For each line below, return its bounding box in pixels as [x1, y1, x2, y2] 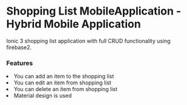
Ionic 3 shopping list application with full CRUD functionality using [6, 37, 171, 44]
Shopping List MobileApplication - [6, 4, 182, 18]
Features [6, 59, 33, 67]
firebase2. [6, 44, 32, 51]
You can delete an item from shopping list [14, 86, 118, 93]
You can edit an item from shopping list [14, 79, 112, 86]
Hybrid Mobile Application [6, 17, 141, 31]
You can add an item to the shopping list [14, 73, 114, 80]
